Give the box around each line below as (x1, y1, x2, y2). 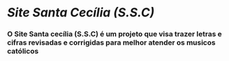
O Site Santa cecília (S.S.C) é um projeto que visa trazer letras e (7, 29, 222, 39)
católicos (7, 47, 39, 56)
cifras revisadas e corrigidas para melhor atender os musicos (7, 38, 216, 47)
